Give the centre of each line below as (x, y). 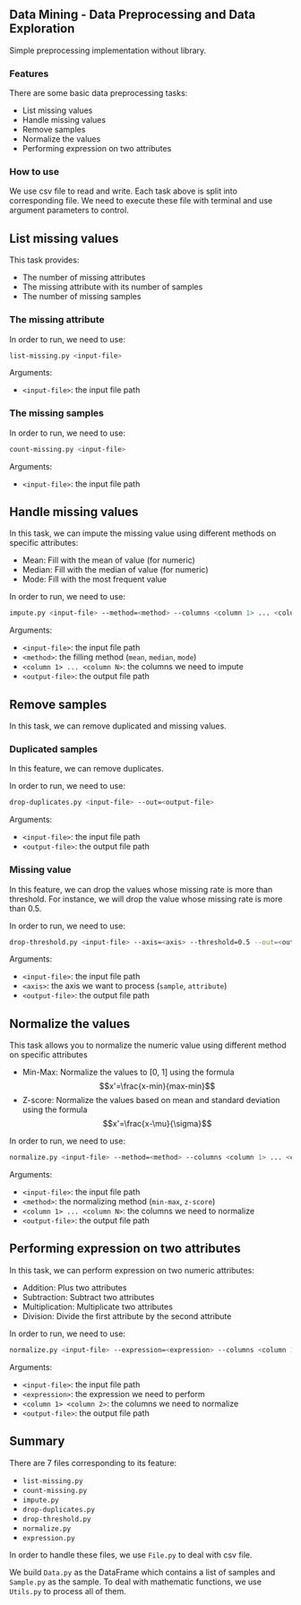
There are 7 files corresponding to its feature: (93, 1463)
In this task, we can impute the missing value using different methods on (143, 533)
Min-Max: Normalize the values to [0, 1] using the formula (128, 1072)
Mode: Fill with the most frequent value (95, 579)
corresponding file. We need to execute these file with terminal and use (141, 201)
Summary (37, 1441)
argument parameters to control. (69, 211)
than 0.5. (26, 908)
